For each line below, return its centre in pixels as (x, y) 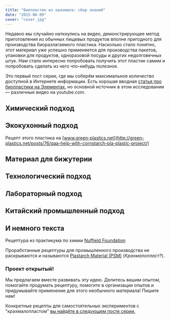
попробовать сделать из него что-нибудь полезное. (62, 66)
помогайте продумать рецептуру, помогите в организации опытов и (79, 285)
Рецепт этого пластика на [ (35, 138)
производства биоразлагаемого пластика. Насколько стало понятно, (81, 45)
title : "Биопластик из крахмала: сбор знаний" (55, 10)
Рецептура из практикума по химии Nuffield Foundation (65, 240)
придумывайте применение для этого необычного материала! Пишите (82, 291)
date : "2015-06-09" (26, 15)
